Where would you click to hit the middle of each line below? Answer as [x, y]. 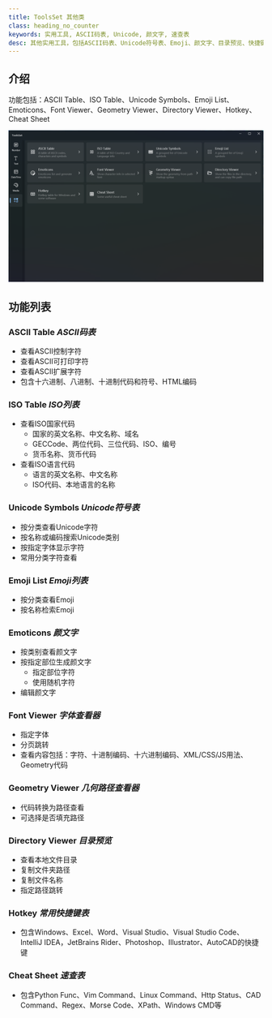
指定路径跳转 [41, 890]
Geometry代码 [44, 765]
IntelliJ [31, 943]
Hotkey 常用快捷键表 [49, 913]
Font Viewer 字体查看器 [55, 715]
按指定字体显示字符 [52, 547]
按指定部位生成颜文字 [55, 662]
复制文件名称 [41, 880]
